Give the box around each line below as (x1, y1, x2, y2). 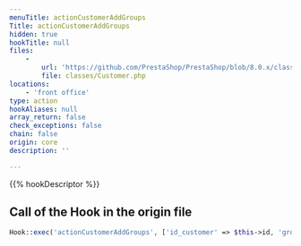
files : (9, 47, 34, 55)
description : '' (9, 146, 70, 155)
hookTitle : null (9, 38, 70, 47)
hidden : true (9, 30, 58, 38)
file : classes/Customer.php (41, 72, 146, 81)
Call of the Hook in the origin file (9, 205, 193, 220)
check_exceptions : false (9, 122, 102, 131)
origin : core (9, 138, 58, 147)
